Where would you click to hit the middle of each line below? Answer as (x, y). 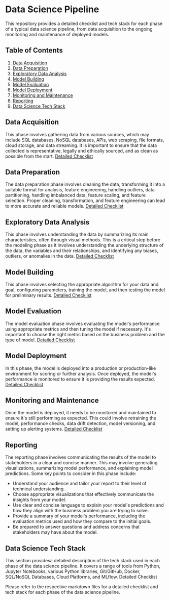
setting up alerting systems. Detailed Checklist (54, 429)
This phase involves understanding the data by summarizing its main (77, 234)
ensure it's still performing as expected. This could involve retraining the (81, 418)
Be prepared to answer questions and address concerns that (76, 527)
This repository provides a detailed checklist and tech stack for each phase (84, 23)
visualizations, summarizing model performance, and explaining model (79, 468)
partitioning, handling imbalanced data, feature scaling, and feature (76, 195)
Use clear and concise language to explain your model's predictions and (88, 505)
